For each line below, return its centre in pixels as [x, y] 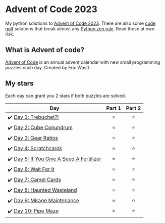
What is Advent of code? [45, 50]
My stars [19, 84]
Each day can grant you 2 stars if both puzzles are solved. [66, 96]
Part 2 [133, 108]
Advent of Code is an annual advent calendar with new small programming [83, 62]
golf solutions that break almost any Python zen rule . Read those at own [80, 28]
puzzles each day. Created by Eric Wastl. [48, 67]
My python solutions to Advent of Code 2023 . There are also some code [80, 23]
